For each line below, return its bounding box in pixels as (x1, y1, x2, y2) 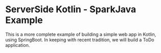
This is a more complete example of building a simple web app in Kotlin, (5, 31, 156, 37)
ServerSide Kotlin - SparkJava (5, 4, 136, 15)
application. (5, 42, 30, 48)
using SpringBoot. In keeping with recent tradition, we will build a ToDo (5, 37, 154, 43)
